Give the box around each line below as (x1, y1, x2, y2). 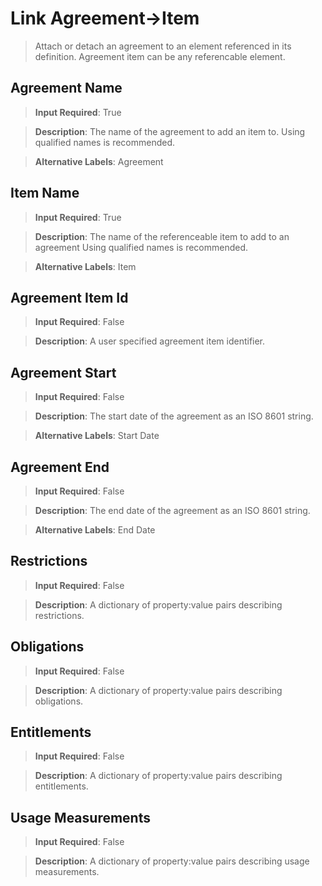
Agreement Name (10, 80, 123, 97)
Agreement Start (10, 364, 117, 381)
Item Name (10, 185, 80, 202)
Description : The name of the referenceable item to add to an (34, 230, 290, 242)
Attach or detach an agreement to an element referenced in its (34, 40, 292, 52)
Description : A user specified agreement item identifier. (34, 335, 266, 347)
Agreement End (10, 458, 110, 476)
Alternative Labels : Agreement (34, 155, 164, 167)
